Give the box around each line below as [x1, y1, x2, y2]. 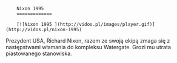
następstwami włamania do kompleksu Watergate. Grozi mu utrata [5, 44, 171, 50]
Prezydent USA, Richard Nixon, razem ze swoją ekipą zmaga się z [5, 37, 170, 44]
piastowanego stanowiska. [5, 50, 72, 57]
